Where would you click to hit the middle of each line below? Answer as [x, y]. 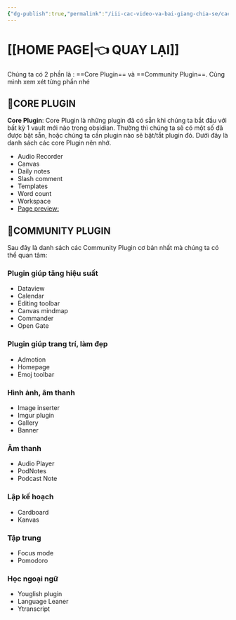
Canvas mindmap [43, 311]
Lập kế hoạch [31, 497]
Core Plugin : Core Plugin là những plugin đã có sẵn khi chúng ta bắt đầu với [117, 121]
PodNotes [32, 471]
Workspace [34, 202]
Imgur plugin [36, 416]
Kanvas [28, 520]
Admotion [32, 360]
